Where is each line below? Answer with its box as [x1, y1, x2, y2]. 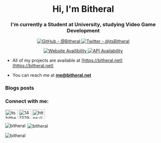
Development [66, 27, 100, 34]
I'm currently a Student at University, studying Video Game [10, 21, 156, 28]
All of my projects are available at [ [12, 58, 83, 64]
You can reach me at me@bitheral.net [12, 72, 92, 78]
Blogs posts [5, 85, 35, 92]
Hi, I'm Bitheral [52, 3, 114, 15]
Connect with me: [5, 98, 49, 105]
